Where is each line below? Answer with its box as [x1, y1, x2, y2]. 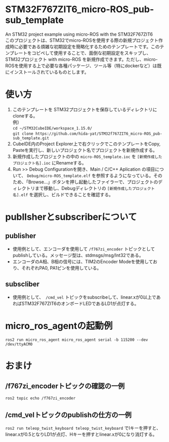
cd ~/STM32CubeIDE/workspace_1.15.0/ [12, 125, 93, 131]
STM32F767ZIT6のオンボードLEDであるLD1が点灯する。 [21, 300, 139, 306]
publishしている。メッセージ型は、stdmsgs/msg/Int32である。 [12, 252, 144, 258]
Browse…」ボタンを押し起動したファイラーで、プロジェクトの [28, 179, 158, 185]
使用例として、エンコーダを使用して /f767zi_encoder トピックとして [12, 245, 155, 252]
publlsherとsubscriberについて [5, 211, 138, 223]
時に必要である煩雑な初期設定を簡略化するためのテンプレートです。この [9, 43, 160, 49]
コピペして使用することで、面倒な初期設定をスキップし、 [31, 50, 151, 56]
